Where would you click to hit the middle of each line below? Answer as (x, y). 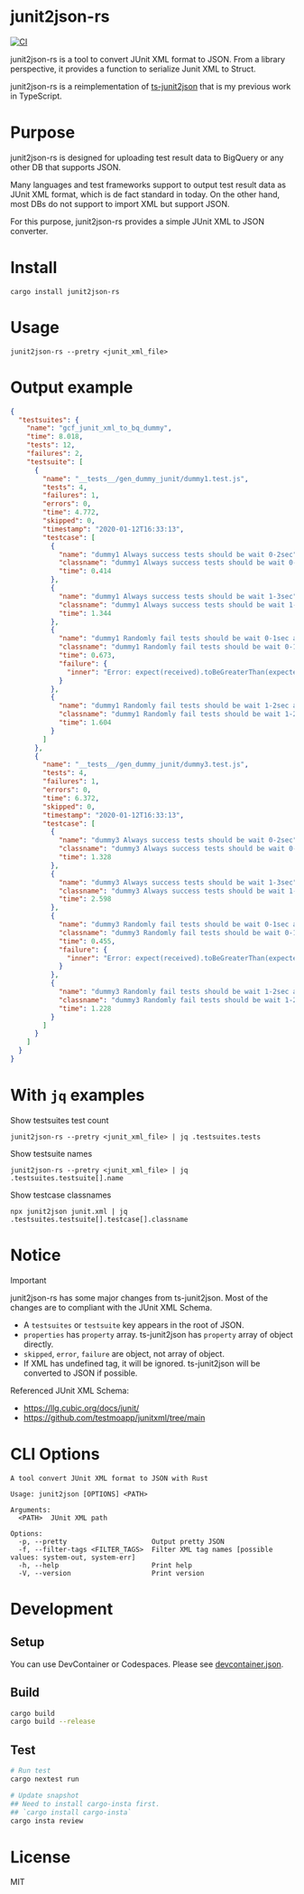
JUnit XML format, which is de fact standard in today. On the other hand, (145, 194)
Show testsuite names (51, 1153)
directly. (38, 1344)
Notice (36, 1255)
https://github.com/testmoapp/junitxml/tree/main (114, 1417)
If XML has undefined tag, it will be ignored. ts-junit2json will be (142, 1363)
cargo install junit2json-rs (65, 291)
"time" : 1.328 (85, 857)
